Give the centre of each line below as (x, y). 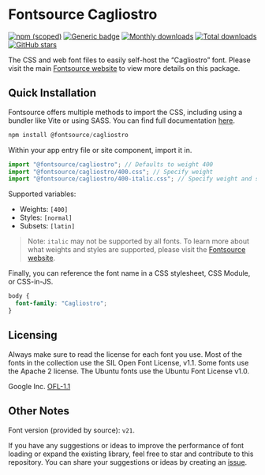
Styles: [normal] (46, 217)
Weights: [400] (44, 210)
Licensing (33, 335)
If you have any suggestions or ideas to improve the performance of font (126, 445)
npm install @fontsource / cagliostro (68, 135)
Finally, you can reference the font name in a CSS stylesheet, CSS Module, (129, 273)
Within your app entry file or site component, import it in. (100, 150)
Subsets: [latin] (47, 226)
